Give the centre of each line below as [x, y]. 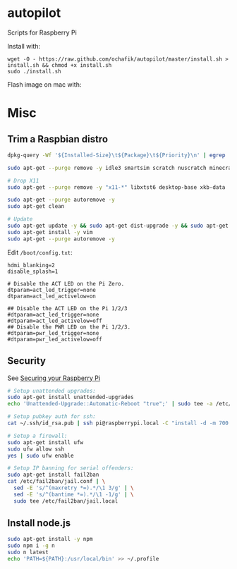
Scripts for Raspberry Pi [42, 32]
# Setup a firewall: [38, 436]
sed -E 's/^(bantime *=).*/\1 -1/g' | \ [74, 494]
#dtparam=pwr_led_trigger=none [53, 333]
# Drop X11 [23, 181]
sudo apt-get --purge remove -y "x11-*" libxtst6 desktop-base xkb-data [116, 187]
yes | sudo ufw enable [41, 455]
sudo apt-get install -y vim [50, 232]
